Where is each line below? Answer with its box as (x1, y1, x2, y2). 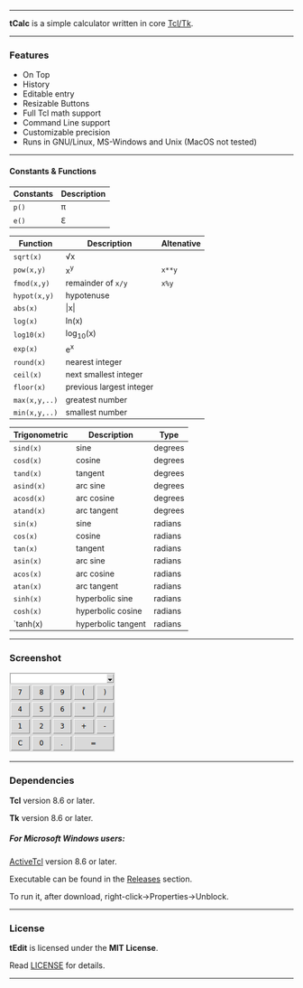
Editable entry (22, 89, 75, 99)
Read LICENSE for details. (9, 959, 106, 971)
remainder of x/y (65, 277, 128, 288)
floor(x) (13, 383, 47, 393)
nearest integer (65, 356, 123, 367)
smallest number (65, 406, 128, 417)
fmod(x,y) (13, 279, 50, 288)
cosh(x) (13, 607, 42, 617)
